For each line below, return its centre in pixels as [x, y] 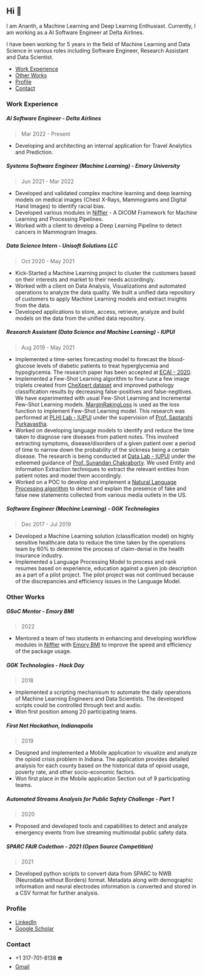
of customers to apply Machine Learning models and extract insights [101, 299]
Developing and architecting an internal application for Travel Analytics [103, 145]
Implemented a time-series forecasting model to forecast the [91, 359]
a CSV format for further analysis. [57, 893]
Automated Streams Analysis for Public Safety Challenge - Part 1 [90, 799]
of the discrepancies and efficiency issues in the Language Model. [98, 581]
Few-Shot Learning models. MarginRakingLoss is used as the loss [97, 404]
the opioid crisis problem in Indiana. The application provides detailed [102, 759]
